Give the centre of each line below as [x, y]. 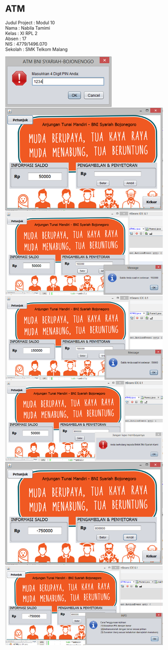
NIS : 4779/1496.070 [26, 44]
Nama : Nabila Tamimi [28, 28]
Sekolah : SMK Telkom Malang [36, 49]
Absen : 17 [16, 39]
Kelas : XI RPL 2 [21, 33]
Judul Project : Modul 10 [30, 23]
